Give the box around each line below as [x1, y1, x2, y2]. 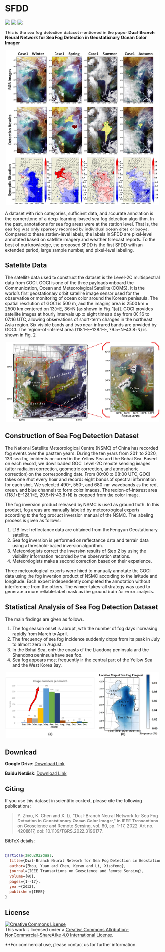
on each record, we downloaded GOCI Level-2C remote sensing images [5, 460, 151, 466]
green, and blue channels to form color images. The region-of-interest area [5, 487, 158, 492]
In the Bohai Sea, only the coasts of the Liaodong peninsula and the [12, 646, 149, 653]
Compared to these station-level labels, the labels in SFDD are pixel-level [5, 231, 153, 237]
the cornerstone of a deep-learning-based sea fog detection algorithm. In [5, 215, 154, 222]
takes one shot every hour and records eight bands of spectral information [5, 476, 156, 482]
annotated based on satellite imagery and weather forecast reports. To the [5, 236, 156, 242]
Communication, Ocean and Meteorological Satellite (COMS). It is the [5, 285, 145, 291]
